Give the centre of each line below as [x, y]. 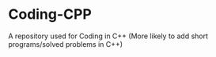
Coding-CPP [50, 14]
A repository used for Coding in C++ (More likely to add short [108, 36]
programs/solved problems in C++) [66, 44]
